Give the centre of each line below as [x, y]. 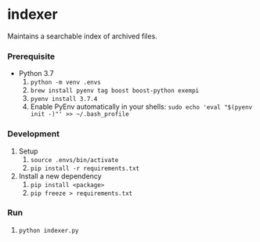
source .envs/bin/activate [74, 160]
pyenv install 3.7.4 [64, 99]
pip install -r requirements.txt [85, 168]
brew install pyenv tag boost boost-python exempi [115, 91]
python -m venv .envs [65, 83]
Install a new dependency [60, 176]
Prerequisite [31, 56]
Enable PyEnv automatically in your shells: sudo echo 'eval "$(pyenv [141, 107]
